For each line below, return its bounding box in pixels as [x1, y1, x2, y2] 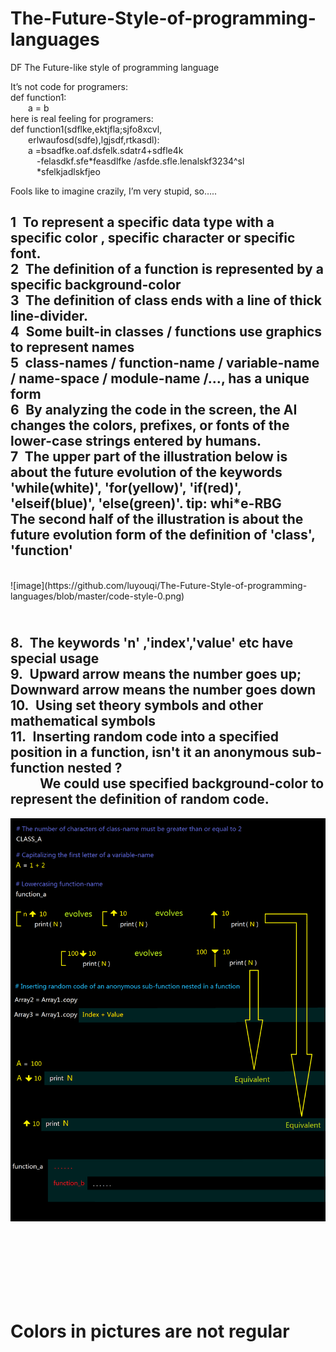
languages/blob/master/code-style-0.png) [10, 590, 185, 602]
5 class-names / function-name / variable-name [10, 355, 320, 372]
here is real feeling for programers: [10, 112, 154, 124]
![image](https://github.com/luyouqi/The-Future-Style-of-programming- [10, 579, 308, 591]
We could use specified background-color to [39, 775, 325, 792]
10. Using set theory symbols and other [10, 697, 264, 714]
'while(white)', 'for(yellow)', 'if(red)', [10, 480, 242, 497]
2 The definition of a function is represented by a [10, 261, 324, 278]
